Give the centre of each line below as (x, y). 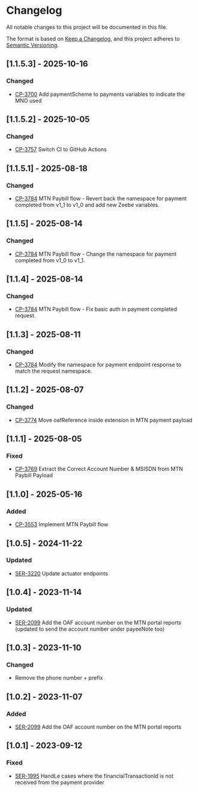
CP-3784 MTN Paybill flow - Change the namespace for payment (96, 254)
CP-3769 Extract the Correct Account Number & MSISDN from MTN (99, 469)
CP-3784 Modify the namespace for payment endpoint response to (98, 365)
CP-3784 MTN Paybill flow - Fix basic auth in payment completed (96, 309)
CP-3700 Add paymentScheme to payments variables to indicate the (100, 94)
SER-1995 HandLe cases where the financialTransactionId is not (94, 776)
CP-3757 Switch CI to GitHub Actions (61, 149)
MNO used (28, 100)
